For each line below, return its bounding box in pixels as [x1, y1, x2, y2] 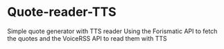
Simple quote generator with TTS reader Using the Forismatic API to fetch [7, 27, 218, 35]
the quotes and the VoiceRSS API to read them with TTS [7, 34, 168, 42]
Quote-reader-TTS [7, 4, 117, 20]
